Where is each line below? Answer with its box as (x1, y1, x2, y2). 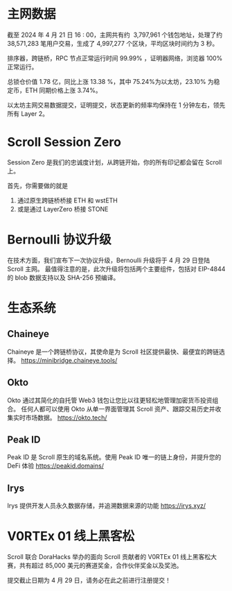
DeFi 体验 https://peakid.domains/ (7, 462, 104, 470)
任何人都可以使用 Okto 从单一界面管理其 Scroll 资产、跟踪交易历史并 (20, 404, 216, 413)
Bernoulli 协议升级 (7, 232, 112, 248)
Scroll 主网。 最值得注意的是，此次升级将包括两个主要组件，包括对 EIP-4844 (7, 264, 226, 273)
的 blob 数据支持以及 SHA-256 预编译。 (7, 273, 120, 282)
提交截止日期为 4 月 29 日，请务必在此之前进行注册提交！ (7, 576, 172, 585)
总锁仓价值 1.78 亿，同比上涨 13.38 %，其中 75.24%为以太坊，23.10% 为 (7, 77, 215, 85)
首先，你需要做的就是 (7, 181, 68, 189)
